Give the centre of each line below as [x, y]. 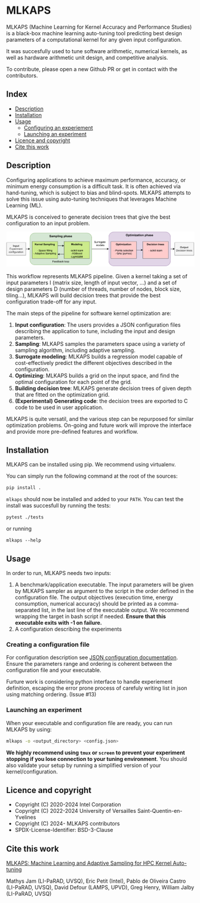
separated [27, 610]
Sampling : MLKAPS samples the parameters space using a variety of [100, 343]
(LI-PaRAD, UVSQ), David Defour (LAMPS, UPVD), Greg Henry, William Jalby [100, 887]
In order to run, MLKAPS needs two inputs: [59, 573]
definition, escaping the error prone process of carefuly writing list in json [97, 688]
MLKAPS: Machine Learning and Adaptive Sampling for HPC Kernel [89, 863]
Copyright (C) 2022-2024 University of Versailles [75, 811]
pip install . [24, 488]
